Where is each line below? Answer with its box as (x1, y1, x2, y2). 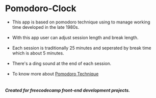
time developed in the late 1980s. (12, 24, 79, 30)
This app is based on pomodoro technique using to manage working (12, 19, 151, 25)
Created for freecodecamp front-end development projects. (5, 87, 130, 93)
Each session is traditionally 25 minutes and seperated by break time (12, 45, 152, 51)
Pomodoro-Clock (5, 3, 77, 14)
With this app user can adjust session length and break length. (12, 35, 139, 40)
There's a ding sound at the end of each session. (12, 60, 111, 66)
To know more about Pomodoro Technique (12, 71, 99, 77)
